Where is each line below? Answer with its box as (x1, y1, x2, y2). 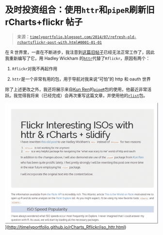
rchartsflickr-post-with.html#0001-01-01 (16, 40, 102, 45)
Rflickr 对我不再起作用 (12, 65, 57, 71)
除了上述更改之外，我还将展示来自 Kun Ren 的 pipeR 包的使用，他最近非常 (5, 86, 147, 92)
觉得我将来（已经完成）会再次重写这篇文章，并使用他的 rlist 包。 (17, 92, 148, 98)
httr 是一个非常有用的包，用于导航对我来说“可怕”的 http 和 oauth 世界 (12, 76, 151, 82)
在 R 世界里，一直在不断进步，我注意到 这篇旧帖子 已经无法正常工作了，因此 (5, 49, 155, 55)
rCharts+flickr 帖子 (5, 17, 83, 28)
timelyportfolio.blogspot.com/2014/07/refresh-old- (30, 35, 137, 39)
